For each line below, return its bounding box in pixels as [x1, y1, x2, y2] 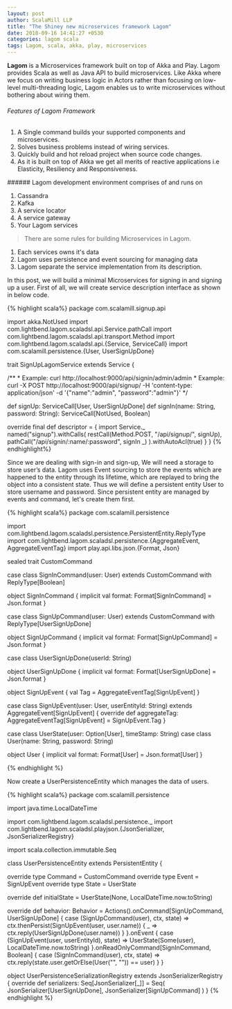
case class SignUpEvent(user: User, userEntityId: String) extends [7, 702, 193, 710]
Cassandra [17, 192, 48, 200]
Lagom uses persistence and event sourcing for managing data [17, 256, 198, 264]
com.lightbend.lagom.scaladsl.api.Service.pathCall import [7, 325, 172, 333]
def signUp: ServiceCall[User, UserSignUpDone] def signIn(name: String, [7, 402, 216, 411]
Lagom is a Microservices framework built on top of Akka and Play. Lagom [7, 62, 220, 69]
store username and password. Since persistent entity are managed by [7, 488, 210, 496]
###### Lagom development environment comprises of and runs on [7, 178, 203, 187]
